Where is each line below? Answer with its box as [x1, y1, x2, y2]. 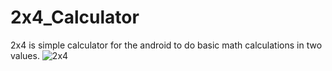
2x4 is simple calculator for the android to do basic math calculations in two [10, 39, 323, 51]
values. [10, 49, 40, 61]
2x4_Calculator [10, 6, 140, 29]
